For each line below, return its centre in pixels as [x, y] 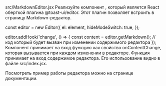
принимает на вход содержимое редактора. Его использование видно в [83, 58]
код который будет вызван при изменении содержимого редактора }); [81, 42]
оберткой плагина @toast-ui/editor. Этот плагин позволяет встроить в [80, 12]
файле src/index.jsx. [26, 63]
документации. [21, 78]
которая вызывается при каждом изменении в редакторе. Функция [77, 53]
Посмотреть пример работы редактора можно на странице [69, 73]
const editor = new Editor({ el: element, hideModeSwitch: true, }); [72, 27]
